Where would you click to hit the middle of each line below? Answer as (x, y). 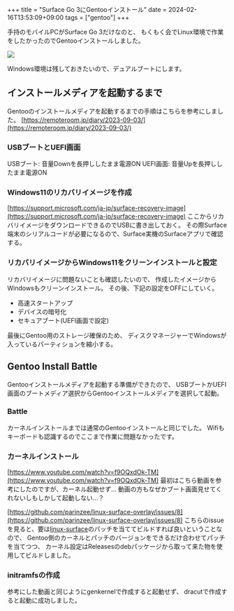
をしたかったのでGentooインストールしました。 (76, 41)
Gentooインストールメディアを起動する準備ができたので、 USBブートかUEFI (117, 384)
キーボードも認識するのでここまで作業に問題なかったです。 (93, 437)
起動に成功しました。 (50, 600)
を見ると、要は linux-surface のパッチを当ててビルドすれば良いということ (112, 529)
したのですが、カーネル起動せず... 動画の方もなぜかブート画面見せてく (120, 489)
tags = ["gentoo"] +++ (97, 18)
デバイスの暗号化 (42, 311)
